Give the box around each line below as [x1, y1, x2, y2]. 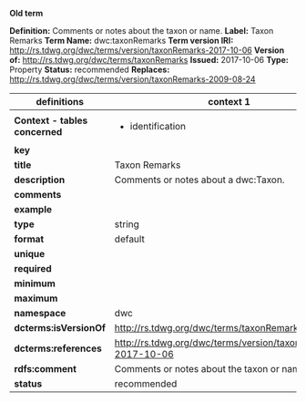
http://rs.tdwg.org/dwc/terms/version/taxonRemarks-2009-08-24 [9, 74, 257, 85]
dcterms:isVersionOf [14, 322, 107, 334]
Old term [9, 8, 44, 18]
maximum [14, 292, 58, 304]
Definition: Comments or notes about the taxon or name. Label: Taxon [9, 26, 274, 36]
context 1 [208, 96, 250, 108]
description [14, 173, 66, 186]
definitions [36, 96, 85, 108]
